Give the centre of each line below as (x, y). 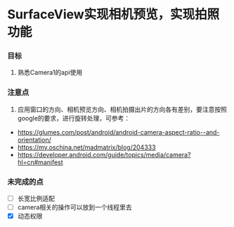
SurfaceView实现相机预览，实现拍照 (113, 14)
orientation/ (34, 140)
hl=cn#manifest (40, 162)
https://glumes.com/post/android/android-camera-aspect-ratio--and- (118, 132)
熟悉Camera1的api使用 (50, 73)
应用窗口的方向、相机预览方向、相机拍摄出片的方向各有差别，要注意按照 (122, 109)
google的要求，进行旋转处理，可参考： (74, 118)
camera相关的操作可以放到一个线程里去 (74, 207)
